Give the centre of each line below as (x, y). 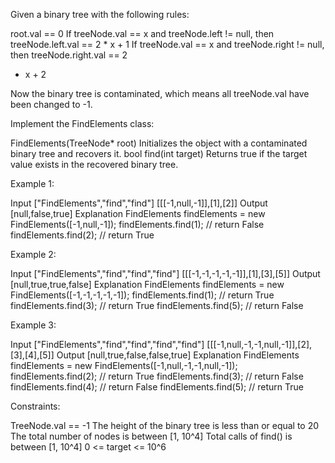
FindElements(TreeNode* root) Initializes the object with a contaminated (159, 143)
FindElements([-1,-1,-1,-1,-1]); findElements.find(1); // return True (142, 295)
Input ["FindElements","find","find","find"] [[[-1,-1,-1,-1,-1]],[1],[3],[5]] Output (165, 273)
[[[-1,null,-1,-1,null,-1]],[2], (259, 344)
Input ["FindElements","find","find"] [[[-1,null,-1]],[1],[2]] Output (139, 203)
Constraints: (35, 406)
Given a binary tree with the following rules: (100, 14)
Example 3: (33, 325)
